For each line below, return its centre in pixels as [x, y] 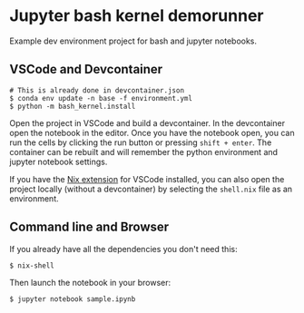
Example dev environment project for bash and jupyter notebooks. [133, 41]
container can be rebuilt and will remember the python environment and [144, 152]
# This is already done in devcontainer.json [97, 90]
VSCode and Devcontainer [86, 69]
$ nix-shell [32, 265]
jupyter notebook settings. [59, 161]
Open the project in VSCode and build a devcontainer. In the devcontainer [147, 122]
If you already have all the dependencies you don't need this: [123, 249]
